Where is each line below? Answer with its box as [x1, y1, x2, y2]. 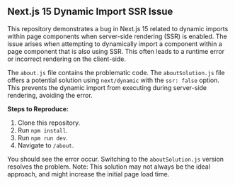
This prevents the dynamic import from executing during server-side [7, 83, 207, 91]
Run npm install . [17, 125, 69, 134]
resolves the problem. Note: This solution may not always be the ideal [7, 162, 211, 171]
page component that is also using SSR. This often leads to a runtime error [7, 47, 225, 55]
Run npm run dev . [17, 133, 69, 142]
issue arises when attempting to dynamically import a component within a [7, 39, 223, 48]
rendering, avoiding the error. [7, 91, 93, 99]
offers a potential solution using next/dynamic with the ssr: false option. [7, 76, 219, 84]
